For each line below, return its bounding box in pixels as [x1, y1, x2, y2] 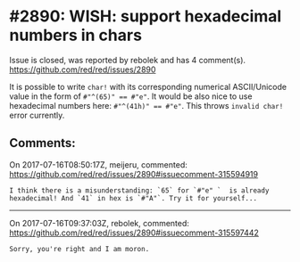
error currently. [9, 110, 65, 120]
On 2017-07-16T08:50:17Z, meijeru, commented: [9, 159, 187, 170]
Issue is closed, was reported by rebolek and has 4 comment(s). [9, 54, 246, 65]
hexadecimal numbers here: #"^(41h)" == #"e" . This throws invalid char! [9, 100, 284, 111]
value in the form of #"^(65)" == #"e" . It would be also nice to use [9, 91, 253, 102]
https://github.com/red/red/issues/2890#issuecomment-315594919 [9, 168, 259, 179]
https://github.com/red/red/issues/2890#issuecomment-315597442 [9, 227, 259, 238]
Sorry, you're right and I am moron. [9, 244, 150, 253]
